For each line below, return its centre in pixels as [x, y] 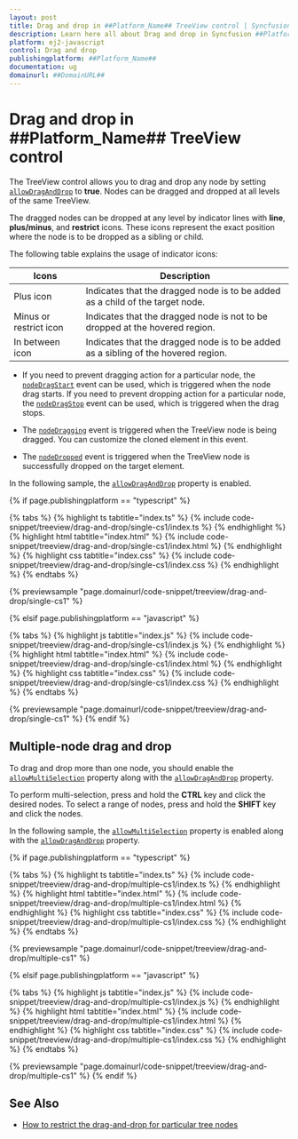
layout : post [33, 17]
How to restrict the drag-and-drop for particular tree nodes [130, 1125]
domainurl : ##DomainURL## [57, 76]
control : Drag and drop [53, 51]
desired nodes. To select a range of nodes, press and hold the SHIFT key [143, 804]
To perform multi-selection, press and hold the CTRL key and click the [137, 794]
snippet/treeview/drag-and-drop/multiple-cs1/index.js [108, 1001]
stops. [34, 412]
